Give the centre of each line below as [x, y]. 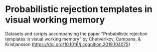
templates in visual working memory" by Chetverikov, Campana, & [73, 39]
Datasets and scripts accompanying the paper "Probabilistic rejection [77, 33]
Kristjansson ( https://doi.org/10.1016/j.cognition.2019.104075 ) [68, 44]
